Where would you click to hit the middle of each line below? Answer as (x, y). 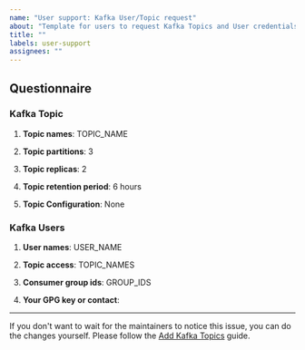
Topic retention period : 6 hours (82, 186)
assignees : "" (36, 52)
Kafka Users (37, 228)
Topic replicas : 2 (54, 169)
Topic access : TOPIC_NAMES (79, 265)
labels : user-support (50, 43)
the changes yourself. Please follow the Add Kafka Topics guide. (130, 335)
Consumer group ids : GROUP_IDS (87, 283)
